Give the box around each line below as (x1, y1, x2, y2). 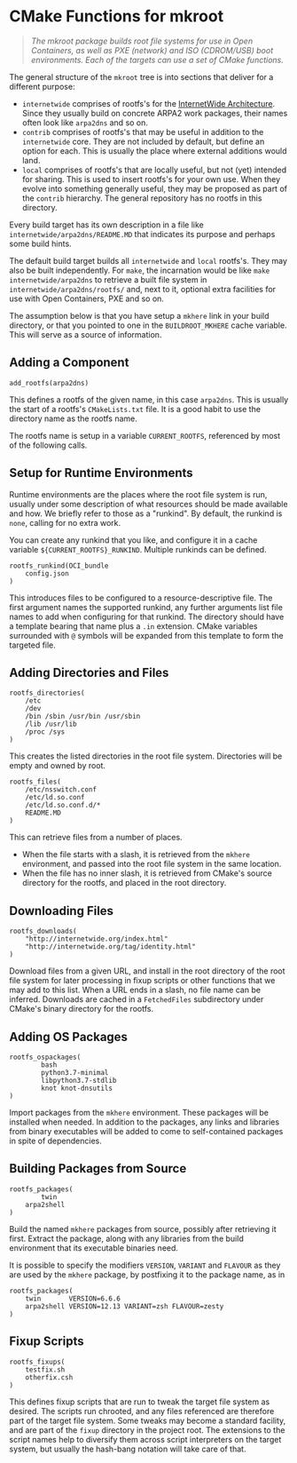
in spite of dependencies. (9, 1135, 102, 1146)
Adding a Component (9, 355, 129, 370)
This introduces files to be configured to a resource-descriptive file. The (9, 592, 273, 603)
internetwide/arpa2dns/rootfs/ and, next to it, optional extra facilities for (9, 283, 277, 294)
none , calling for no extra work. (9, 517, 121, 528)
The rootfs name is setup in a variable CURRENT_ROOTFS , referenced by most (9, 430, 281, 441)
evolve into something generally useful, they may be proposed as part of (21, 183, 288, 194)
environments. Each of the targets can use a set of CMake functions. (30, 54, 284, 65)
